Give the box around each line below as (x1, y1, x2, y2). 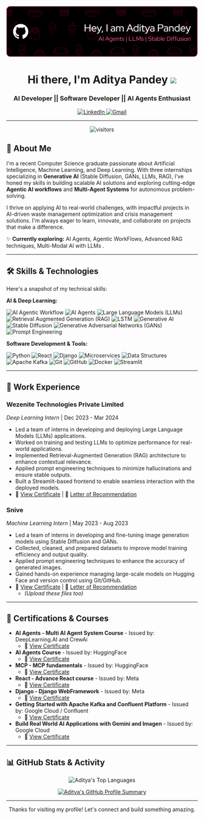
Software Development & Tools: (6, 340, 88, 348)
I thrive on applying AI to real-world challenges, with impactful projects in (6, 204, 189, 211)
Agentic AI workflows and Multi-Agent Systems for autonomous (6, 185, 171, 193)
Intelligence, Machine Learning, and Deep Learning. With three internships (6, 166, 192, 173)
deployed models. (15, 484, 61, 492)
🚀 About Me (6, 143, 52, 154)
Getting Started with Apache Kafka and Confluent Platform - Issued (15, 701, 189, 708)
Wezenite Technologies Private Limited (6, 400, 124, 409)
